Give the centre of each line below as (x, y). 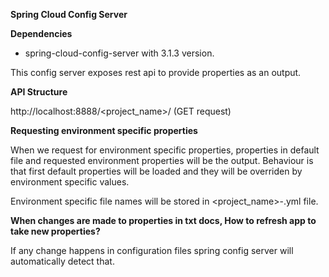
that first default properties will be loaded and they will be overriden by (156, 171)
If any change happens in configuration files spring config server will (152, 250)
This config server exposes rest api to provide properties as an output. (156, 72)
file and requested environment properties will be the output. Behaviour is (162, 160)
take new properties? (55, 231)
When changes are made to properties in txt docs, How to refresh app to (163, 220)
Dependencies (41, 33)
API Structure (39, 92)
